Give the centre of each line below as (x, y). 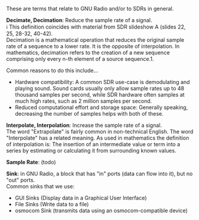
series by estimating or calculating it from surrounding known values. (91, 151)
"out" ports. (21, 180)
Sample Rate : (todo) (31, 162)
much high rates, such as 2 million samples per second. (83, 101)
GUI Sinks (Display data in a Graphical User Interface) (81, 198)
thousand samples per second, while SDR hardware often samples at (100, 94)
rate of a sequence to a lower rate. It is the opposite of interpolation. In (93, 46)
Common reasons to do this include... (52, 70)
